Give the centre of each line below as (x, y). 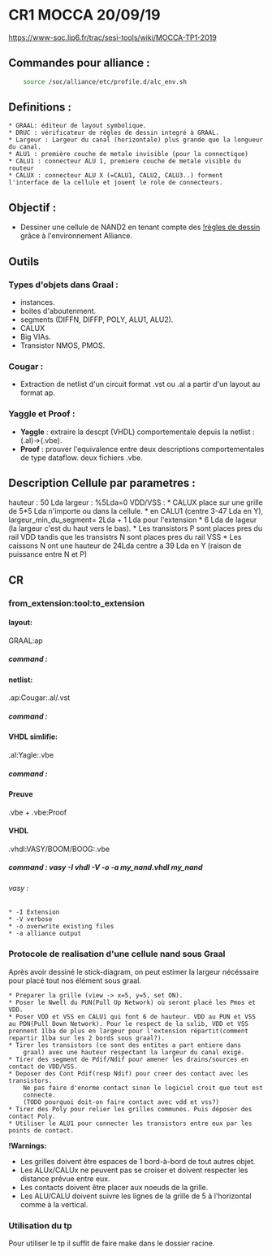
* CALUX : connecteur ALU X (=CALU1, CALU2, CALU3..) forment (116, 176)
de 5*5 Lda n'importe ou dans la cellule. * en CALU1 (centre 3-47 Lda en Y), (136, 511)
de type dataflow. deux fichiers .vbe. (82, 458)
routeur (22, 168)
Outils (24, 261)
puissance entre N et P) (48, 554)
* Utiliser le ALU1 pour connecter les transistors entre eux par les (130, 1123)
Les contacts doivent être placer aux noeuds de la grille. (114, 1187)
